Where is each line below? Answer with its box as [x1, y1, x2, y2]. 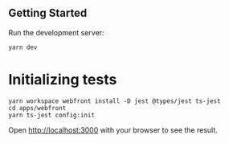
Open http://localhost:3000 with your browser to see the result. [8, 125, 219, 135]
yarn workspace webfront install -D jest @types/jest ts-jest [8, 96, 221, 105]
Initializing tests [8, 70, 117, 88]
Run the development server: [8, 27, 104, 37]
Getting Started [8, 6, 88, 20]
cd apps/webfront [8, 104, 67, 112]
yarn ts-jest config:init [8, 111, 95, 119]
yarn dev [8, 43, 38, 51]
